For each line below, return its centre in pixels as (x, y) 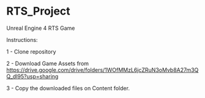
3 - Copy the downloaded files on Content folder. (68, 88)
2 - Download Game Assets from (48, 63)
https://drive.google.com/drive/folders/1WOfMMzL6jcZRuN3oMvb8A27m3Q (102, 70)
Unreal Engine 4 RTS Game (41, 28)
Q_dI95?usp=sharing (32, 76)
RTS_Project (38, 11)
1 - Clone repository (31, 51)
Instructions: (22, 40)
